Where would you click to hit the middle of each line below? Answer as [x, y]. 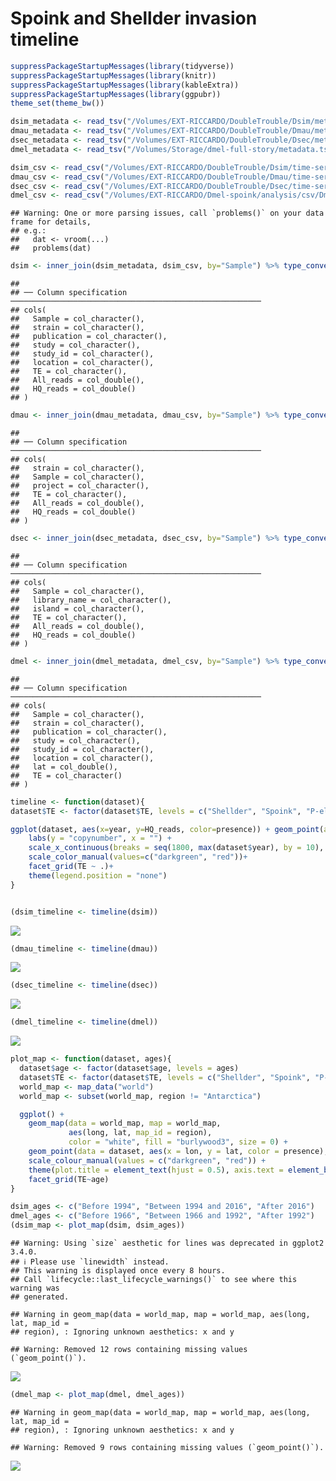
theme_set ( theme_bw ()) [57, 103]
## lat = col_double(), [64, 767]
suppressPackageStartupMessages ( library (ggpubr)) [116, 94]
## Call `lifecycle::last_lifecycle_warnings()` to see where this [154, 1280]
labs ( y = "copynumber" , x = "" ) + [100, 838]
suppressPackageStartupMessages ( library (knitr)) [113, 75]
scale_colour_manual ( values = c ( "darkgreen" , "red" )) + [147, 1160]
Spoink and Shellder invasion [134, 18]
